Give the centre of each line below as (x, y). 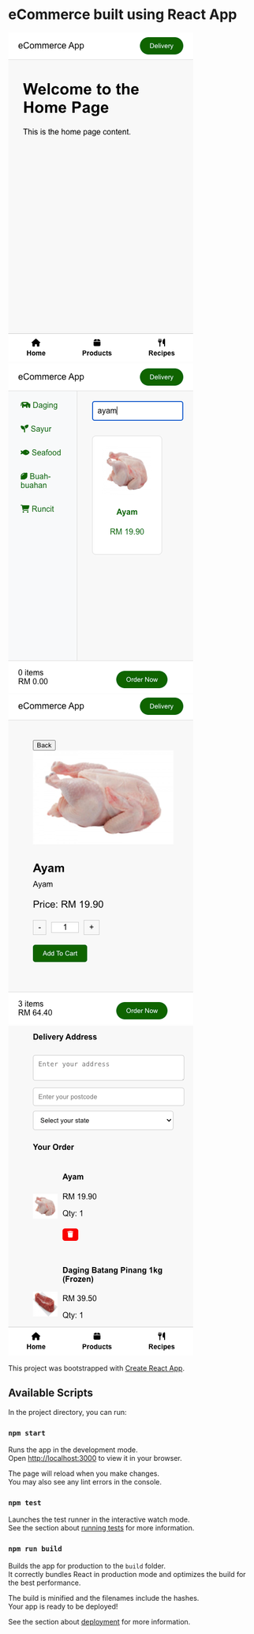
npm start (27, 1433)
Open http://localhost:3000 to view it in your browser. (95, 1458)
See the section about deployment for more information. (99, 1621)
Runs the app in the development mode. (73, 1450)
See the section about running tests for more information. (101, 1528)
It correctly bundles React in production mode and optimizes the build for (127, 1574)
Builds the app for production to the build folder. (87, 1566)
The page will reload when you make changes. (84, 1473)
